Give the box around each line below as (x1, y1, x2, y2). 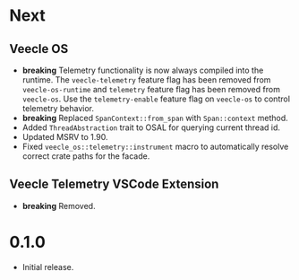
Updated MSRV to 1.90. (21, 132, 108, 142)
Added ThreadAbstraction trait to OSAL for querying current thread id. (21, 122, 280, 133)
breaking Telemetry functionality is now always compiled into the (21, 65, 264, 75)
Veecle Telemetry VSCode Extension (9, 177, 219, 192)
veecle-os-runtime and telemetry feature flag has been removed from (21, 84, 280, 94)
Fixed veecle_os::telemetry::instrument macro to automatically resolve (21, 141, 289, 152)
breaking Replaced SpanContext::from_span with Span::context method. (21, 113, 288, 123)
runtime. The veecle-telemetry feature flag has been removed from (21, 74, 271, 85)
